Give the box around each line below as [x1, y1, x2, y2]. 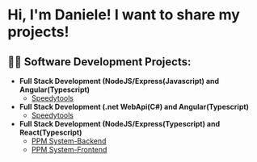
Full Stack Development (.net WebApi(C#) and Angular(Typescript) [19, 102, 250, 111]
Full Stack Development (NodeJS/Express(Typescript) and [19, 119, 220, 128]
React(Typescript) [19, 127, 82, 137]
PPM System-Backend [31, 136, 107, 146]
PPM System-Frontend [31, 145, 107, 154]
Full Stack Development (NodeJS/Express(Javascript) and [19, 77, 220, 85]
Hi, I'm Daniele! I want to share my [7, 6, 240, 24]
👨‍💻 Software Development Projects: [7, 55, 192, 69]
